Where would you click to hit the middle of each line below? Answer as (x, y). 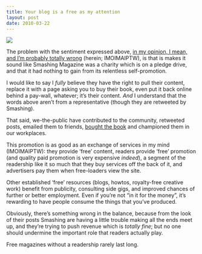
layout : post (23, 18)
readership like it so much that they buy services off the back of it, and (94, 164)
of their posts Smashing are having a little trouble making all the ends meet (99, 220)
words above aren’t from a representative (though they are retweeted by (96, 102)
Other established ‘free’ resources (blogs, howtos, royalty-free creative (95, 182)
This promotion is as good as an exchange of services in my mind (88, 145)
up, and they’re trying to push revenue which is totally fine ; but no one (94, 226)
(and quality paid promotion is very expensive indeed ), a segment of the (96, 158)
